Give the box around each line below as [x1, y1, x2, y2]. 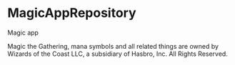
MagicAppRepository [7, 5, 137, 21]
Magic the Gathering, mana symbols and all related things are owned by [7, 42, 219, 50]
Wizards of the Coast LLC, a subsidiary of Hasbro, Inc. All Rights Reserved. [7, 49, 229, 58]
